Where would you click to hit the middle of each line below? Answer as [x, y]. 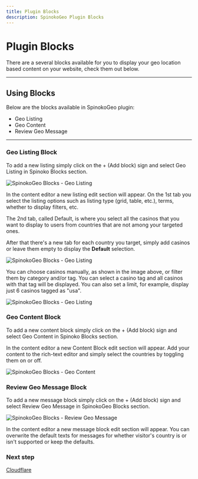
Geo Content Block [34, 317]
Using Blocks [31, 93]
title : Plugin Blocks [33, 12]
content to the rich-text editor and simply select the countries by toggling [95, 354]
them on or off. [24, 360]
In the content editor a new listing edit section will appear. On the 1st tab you [99, 194]
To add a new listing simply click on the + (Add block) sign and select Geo [96, 165]
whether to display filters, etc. [42, 207]
